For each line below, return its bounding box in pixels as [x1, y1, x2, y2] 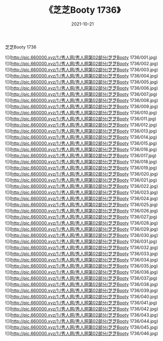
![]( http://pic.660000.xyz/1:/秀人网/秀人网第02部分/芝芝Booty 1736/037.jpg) [5, 275, 158, 281]
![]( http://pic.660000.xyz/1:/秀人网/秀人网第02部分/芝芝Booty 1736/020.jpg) [5, 171, 158, 177]
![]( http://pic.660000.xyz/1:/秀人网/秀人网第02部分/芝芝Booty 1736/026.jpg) [5, 208, 158, 213]
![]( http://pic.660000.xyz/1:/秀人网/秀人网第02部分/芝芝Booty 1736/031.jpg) [5, 238, 158, 244]
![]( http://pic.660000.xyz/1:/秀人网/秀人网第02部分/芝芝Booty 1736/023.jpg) [5, 189, 158, 195]
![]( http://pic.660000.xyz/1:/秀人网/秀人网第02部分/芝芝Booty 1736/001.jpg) [5, 54, 158, 60]
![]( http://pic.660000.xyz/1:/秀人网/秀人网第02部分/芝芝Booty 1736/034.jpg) [5, 257, 159, 262]
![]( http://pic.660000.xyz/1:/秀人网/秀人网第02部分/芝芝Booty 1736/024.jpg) [5, 195, 158, 201]
